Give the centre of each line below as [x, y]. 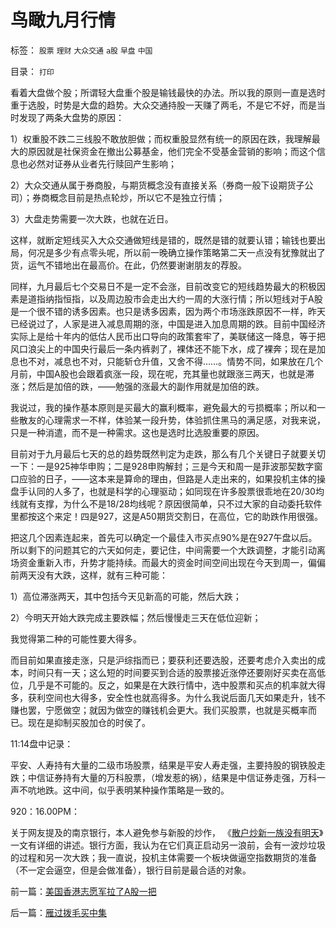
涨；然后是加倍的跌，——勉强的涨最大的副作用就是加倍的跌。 [137, 386]
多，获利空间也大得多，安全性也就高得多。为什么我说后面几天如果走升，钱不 [168, 697]
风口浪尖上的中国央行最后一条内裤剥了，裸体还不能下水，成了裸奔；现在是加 [168, 348]
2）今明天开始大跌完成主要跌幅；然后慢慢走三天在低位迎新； [136, 617]
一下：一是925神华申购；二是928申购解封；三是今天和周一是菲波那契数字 [162, 466]
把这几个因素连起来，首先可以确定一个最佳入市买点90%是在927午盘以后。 [164, 537]
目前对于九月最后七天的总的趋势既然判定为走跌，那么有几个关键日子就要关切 [168, 453]
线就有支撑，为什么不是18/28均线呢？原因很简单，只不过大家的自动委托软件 [166, 503]
